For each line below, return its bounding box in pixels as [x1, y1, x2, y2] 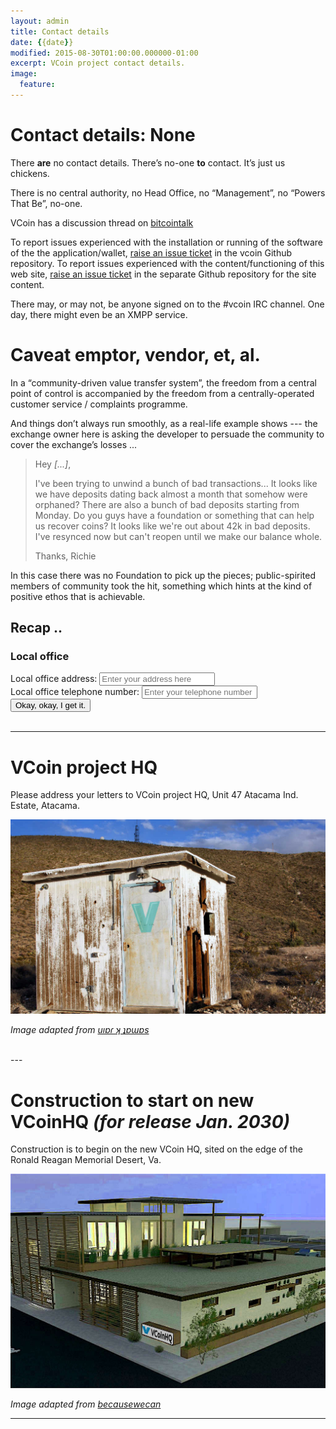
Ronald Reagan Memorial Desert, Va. [10, 1154, 162, 1166]
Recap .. [10, 620, 63, 637]
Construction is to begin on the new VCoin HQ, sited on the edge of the [10, 1143, 303, 1155]
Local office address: [10, 673, 98, 685]
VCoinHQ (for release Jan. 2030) [10, 1110, 290, 1133]
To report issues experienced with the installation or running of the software [10, 236, 324, 248]
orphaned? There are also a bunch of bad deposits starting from [34, 498, 300, 510]
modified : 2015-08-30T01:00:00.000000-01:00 [10, 48, 199, 58]
